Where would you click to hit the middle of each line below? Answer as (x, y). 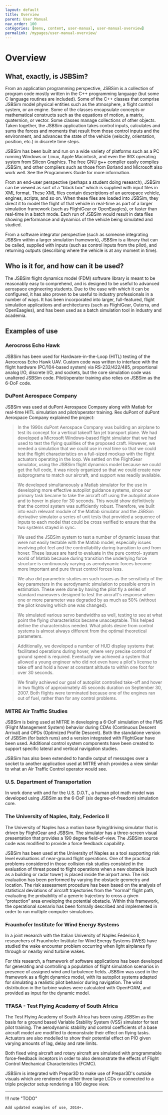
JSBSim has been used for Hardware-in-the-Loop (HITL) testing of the (78, 356)
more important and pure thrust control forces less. (70, 569)
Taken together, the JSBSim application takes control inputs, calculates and (83, 125)
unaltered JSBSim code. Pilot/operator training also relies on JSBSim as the (83, 378)
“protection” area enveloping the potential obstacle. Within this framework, (82, 901)
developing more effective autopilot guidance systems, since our (84, 490)
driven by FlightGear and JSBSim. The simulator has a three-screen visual (81, 833)
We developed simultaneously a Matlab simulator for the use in (82, 485)
